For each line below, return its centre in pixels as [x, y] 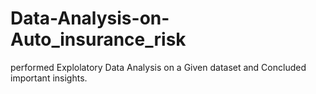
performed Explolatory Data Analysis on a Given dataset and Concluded [158, 67]
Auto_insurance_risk [98, 39]
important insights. [49, 78]
